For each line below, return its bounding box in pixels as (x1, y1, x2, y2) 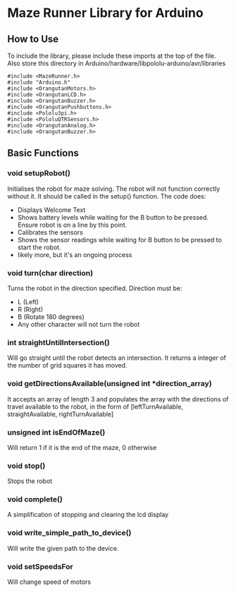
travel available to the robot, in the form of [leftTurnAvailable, (7, 402, 183, 411)
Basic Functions (7, 147, 80, 159)
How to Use (7, 33, 59, 45)
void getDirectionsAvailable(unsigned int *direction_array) (7, 379, 213, 389)
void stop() (7, 461, 46, 470)
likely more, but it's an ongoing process (17, 250, 132, 258)
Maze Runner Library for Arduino (7, 5, 204, 21)
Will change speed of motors (7, 578, 92, 586)
